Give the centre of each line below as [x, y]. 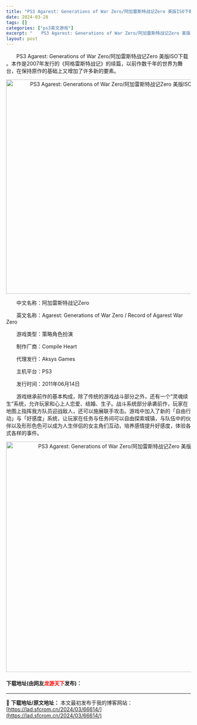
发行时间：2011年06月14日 [48, 384]
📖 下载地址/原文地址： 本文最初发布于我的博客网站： [69, 703]
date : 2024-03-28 [27, 17]
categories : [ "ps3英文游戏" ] [40, 28]
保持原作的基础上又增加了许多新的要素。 [70, 71]
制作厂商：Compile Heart [47, 346]
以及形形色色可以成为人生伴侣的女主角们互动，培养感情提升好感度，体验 [98, 426]
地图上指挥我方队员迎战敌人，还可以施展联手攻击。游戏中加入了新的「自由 [96, 411]
